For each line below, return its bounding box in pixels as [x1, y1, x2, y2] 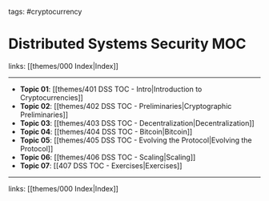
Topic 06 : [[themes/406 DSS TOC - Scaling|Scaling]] [19, 152, 196, 162]
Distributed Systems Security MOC [8, 35, 247, 53]
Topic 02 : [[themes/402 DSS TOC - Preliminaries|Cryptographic [19, 101, 232, 111]
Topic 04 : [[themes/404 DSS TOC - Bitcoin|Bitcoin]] [19, 127, 193, 136]
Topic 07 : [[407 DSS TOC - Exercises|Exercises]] [19, 160, 183, 171]
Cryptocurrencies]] [19, 92, 84, 103]
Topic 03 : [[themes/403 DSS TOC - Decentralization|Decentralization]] [19, 118, 255, 127]
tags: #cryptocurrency [8, 7, 82, 16]
